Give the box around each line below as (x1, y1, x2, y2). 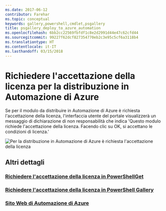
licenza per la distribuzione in (5, 80, 129, 92)
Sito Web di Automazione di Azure (5, 200, 89, 207)
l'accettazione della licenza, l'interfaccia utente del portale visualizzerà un (5, 113, 156, 119)
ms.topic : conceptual (5, 16, 50, 21)
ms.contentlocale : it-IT (5, 44, 56, 49)
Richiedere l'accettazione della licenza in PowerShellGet (5, 173, 144, 180)
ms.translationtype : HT (5, 40, 55, 45)
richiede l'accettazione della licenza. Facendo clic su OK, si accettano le (5, 124, 153, 130)
